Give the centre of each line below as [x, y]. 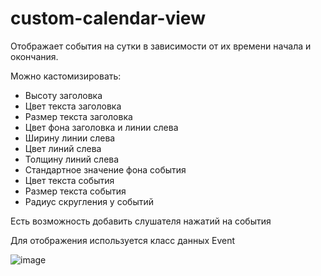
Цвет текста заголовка [73, 106]
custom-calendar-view [108, 18]
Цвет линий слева [63, 148]
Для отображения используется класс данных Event [123, 240]
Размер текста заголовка [78, 116]
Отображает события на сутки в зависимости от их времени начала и [161, 46]
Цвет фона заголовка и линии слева [101, 127]
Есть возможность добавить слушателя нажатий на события [141, 221]
